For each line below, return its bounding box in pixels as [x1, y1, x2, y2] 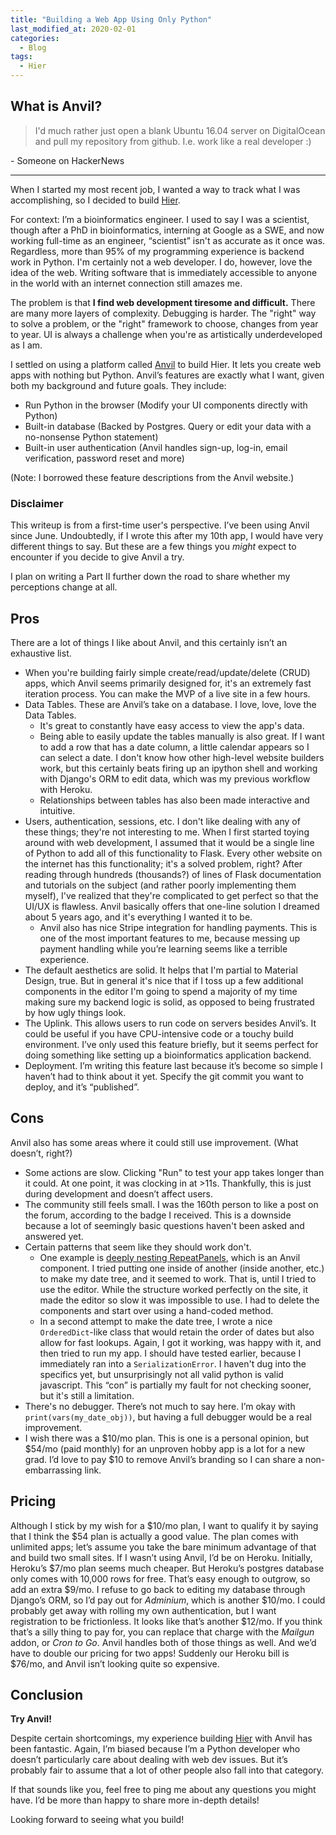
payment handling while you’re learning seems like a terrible [39, 942, 288, 955]
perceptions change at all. [10, 581, 118, 593]
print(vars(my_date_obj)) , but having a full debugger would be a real [24, 1411, 312, 1423]
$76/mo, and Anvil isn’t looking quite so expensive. [10, 1657, 220, 1670]
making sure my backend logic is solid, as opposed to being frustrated [24, 996, 315, 1008]
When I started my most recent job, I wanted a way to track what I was [10, 183, 301, 195]
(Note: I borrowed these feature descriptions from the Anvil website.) [10, 471, 295, 483]
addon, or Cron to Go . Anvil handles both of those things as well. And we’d [10, 1636, 317, 1648]
